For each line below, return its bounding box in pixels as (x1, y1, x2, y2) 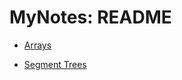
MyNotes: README (9, 6, 172, 29)
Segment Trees (23, 58, 87, 70)
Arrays (23, 39, 52, 51)
